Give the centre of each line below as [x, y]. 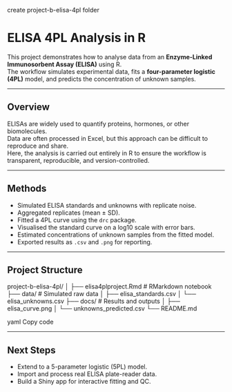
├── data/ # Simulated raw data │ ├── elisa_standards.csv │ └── [102, 294]
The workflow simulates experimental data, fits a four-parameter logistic [111, 71]
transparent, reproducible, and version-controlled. [78, 160]
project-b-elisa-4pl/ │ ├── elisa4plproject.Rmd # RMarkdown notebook [109, 286]
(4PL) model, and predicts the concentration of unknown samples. [102, 79]
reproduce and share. [38, 146]
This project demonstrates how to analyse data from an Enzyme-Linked [110, 57]
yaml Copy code [30, 322]
